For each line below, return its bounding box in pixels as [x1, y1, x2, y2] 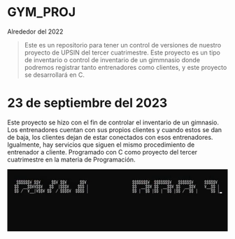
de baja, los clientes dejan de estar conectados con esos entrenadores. [7, 133, 213, 141]
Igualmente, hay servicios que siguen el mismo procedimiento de [7, 140, 195, 149]
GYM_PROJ [7, 4, 76, 20]
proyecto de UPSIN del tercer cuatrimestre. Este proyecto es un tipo [24, 48, 220, 57]
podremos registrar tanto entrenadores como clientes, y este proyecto [24, 63, 227, 71]
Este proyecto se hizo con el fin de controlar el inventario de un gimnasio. [7, 118, 219, 126]
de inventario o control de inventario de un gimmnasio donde [24, 55, 201, 64]
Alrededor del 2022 [7, 27, 64, 36]
